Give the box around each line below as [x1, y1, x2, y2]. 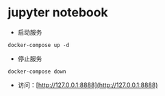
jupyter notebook [8, 5, 108, 20]
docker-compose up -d [8, 42, 70, 48]
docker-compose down [8, 68, 67, 75]
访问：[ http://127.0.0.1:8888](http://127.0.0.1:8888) [17, 80, 158, 89]
